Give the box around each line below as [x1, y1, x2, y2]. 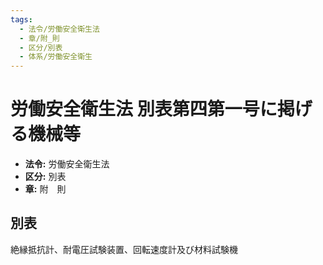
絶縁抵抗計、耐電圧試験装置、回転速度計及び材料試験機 [10, 243, 238, 255]
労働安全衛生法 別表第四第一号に [10, 98, 278, 121]
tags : [10, 14, 33, 25]
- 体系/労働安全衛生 [19, 52, 93, 62]
